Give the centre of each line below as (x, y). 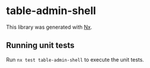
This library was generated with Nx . (49, 27)
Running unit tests (40, 45)
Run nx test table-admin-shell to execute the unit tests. (75, 59)
